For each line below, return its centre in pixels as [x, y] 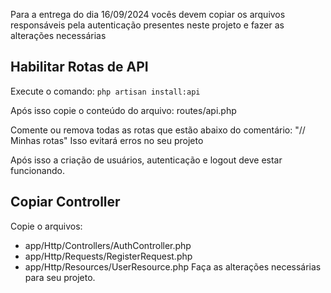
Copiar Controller [65, 202]
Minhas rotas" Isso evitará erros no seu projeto [107, 140]
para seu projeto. [60, 277]
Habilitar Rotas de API [79, 67]
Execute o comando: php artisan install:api [105, 91]
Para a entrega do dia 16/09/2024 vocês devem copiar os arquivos [148, 14]
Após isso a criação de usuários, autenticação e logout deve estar [146, 160]
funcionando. [37, 170]
